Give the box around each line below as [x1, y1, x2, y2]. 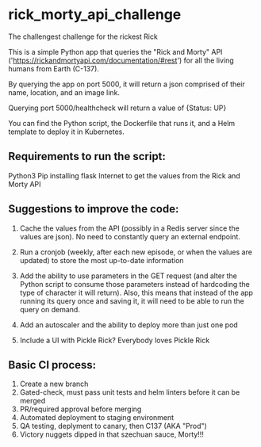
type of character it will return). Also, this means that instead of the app [19, 288, 254, 297]
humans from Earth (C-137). [8, 63, 99, 73]
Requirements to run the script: [8, 150, 167, 163]
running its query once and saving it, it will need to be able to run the [19, 296, 244, 306]
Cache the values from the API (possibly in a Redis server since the [19, 223, 240, 233]
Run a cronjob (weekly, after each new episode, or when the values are [19, 247, 252, 257]
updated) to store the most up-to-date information [19, 255, 184, 265]
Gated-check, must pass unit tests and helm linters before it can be [19, 388, 240, 397]
